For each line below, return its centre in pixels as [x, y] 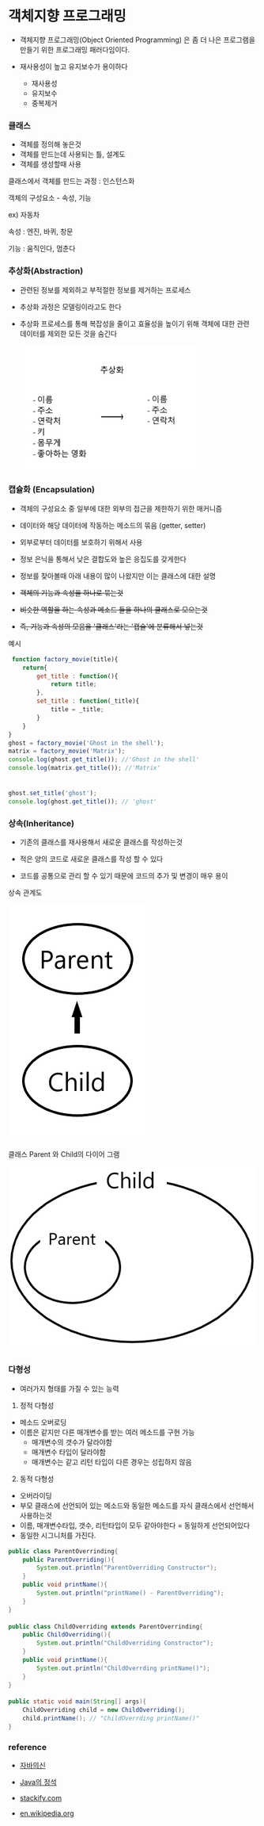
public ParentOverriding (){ [68, 1560]
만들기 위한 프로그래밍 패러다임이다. [75, 49]
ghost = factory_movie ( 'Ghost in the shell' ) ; [86, 743]
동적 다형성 [37, 1479]
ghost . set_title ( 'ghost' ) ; [53, 793]
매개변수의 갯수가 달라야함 [72, 1442]
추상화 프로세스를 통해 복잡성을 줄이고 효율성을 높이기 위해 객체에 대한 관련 [135, 323]
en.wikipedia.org [47, 1813]
